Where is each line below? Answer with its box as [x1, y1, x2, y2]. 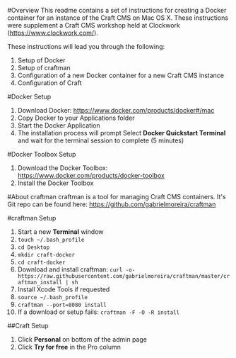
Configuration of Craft [17, 79, 82, 87]
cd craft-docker [17, 259, 66, 266]
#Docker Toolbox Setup [7, 150, 76, 158]
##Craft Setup [7, 322, 49, 330]
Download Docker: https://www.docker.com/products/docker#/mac [17, 106, 215, 114]
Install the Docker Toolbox [17, 179, 94, 187]
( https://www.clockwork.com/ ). [7, 28, 99, 37]
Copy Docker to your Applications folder [17, 113, 136, 122]
